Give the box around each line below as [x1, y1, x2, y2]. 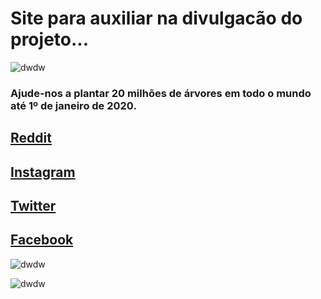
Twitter [10, 198, 57, 215]
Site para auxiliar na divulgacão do [10, 7, 303, 30]
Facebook [10, 232, 74, 249]
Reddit [10, 130, 52, 147]
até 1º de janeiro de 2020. [10, 98, 137, 112]
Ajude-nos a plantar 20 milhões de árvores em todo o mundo [10, 86, 312, 100]
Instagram [10, 163, 76, 181]
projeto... [10, 28, 90, 51]
